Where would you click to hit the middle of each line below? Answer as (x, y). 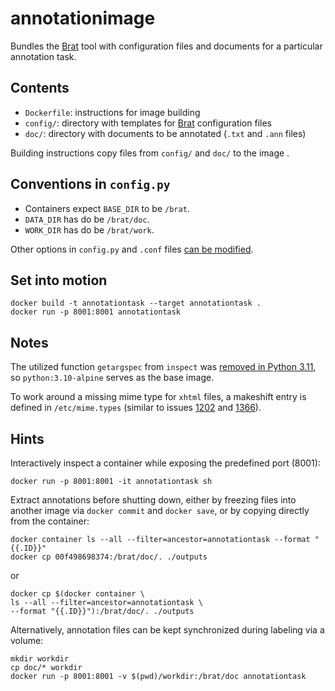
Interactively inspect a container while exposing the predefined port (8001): (165, 463)
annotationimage (83, 18)
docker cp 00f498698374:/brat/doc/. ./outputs (109, 557)
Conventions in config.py (90, 184)
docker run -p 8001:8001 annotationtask (96, 312)
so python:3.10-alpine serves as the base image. (112, 378)
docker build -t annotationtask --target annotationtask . (136, 303)
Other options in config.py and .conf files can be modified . (132, 249)
